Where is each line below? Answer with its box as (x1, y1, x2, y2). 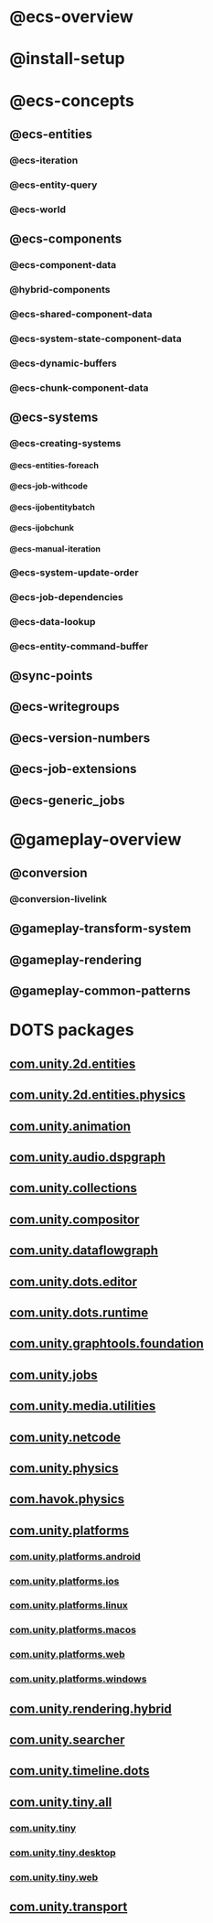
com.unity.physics (9, 1460, 119, 1476)
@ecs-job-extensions (9, 761, 137, 777)
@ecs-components (9, 231, 122, 247)
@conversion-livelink (9, 893, 108, 906)
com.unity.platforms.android (9, 1550, 142, 1563)
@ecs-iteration (9, 154, 79, 167)
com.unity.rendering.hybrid (9, 1701, 172, 1716)
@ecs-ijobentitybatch (9, 501, 96, 512)
